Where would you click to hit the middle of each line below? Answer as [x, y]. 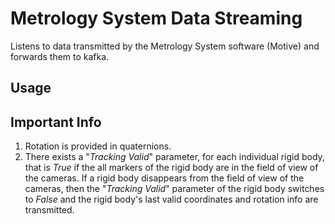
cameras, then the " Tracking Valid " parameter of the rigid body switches [174, 189]
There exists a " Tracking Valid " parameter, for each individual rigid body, [174, 157]
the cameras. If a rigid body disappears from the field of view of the [164, 178]
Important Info [56, 122]
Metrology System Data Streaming [156, 18]
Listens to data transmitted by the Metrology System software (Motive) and [165, 46]
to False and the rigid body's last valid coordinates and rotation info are [171, 199]
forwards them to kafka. [60, 56]
